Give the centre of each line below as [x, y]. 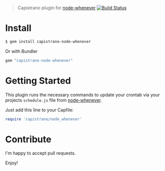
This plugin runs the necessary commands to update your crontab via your [82, 95]
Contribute [28, 139]
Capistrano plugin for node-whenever [57, 8]
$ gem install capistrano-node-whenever [48, 41]
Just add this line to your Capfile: [39, 110]
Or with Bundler [21, 51]
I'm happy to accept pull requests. [40, 153]
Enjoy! [12, 163]
